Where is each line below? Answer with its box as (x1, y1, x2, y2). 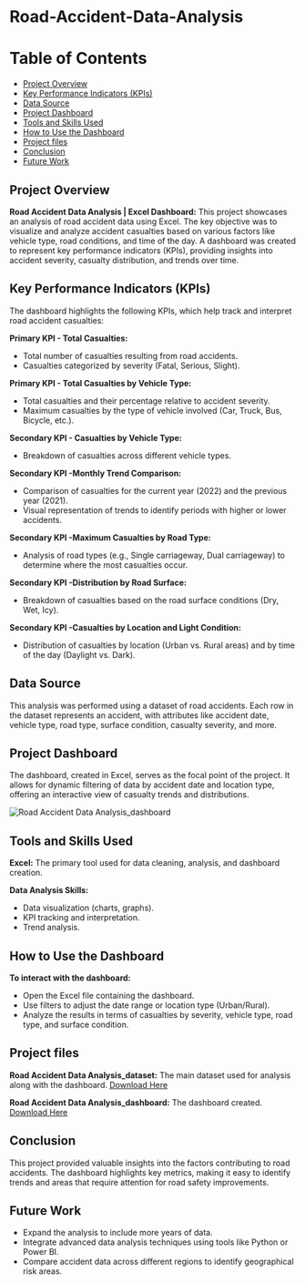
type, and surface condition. (22, 1019, 129, 1030)
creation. (9, 868, 43, 878)
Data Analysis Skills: (9, 885, 89, 896)
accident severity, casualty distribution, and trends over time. (9, 254, 239, 265)
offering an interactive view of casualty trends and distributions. (9, 789, 249, 800)
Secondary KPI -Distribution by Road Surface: (9, 577, 187, 588)
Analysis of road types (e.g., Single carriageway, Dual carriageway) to (22, 550, 285, 560)
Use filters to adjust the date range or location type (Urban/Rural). (22, 1000, 270, 1011)
